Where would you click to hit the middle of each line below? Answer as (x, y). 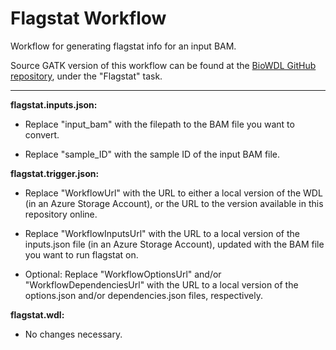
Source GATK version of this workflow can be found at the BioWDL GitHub (163, 65)
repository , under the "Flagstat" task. (86, 76)
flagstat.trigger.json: (55, 173)
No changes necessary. (73, 334)
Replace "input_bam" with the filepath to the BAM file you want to (159, 124)
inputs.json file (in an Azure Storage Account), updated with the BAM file (174, 244)
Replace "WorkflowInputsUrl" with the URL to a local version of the (162, 233)
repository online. (61, 214)
